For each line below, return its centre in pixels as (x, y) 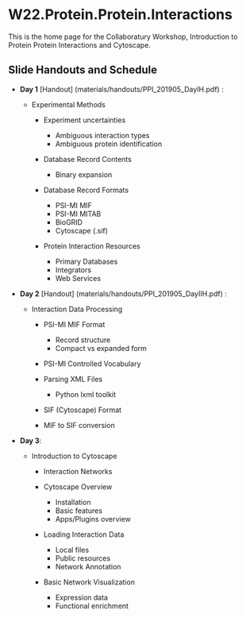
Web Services (78, 278)
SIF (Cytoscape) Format (82, 410)
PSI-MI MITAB (78, 214)
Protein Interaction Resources (92, 246)
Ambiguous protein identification (109, 144)
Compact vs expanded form (101, 348)
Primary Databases (86, 261)
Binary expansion (84, 174)
